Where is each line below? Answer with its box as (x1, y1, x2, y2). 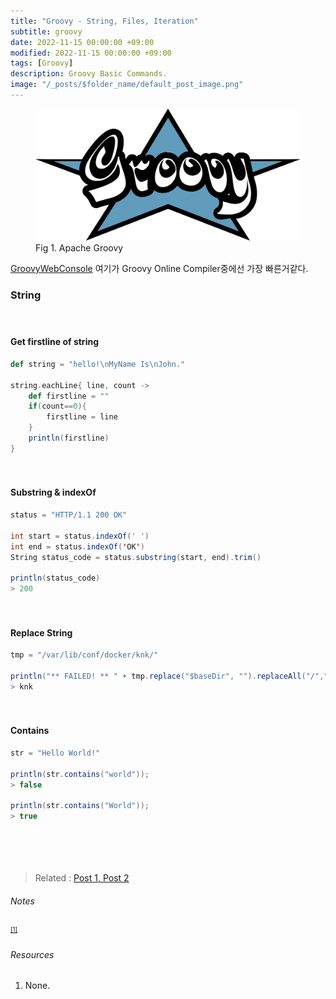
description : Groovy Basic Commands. (10, 69, 168, 79)
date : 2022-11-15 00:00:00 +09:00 (10, 37, 155, 47)
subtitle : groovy (10, 26, 83, 37)
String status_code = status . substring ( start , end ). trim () (10, 552, 262, 562)
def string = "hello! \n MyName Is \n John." (10, 359, 186, 369)
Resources (10, 948, 55, 960)
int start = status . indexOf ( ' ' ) (10, 531, 150, 541)
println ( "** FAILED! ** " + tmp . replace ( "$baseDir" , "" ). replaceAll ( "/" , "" (10, 671, 333, 681)
